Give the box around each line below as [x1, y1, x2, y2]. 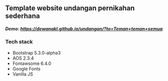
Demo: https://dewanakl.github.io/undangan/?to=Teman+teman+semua [5, 25, 163, 31]
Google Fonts [12, 65, 41, 71]
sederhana [5, 12, 40, 20]
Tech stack [5, 38, 33, 45]
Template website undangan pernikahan [5, 4, 135, 12]
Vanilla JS [12, 71, 33, 77]
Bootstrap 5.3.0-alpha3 [12, 49, 61, 55]
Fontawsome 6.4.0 [12, 60, 51, 66]
